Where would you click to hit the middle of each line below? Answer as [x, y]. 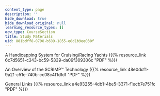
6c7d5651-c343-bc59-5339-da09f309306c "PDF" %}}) [61, 60]
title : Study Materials [29, 37]
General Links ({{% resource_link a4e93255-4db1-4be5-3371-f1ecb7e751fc [80, 84]
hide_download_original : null [36, 23]
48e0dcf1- [138, 69]
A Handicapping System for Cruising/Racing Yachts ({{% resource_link [76, 55]
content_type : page [25, 9]
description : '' [21, 14]
